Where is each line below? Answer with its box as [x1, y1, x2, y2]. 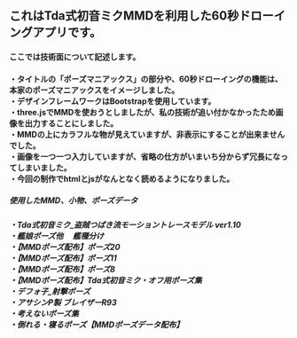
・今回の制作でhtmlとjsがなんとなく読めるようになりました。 [9, 173, 235, 184]
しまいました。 [16, 162, 72, 173]
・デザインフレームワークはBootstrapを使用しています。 [9, 96, 216, 106]
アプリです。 [32, 25, 102, 40]
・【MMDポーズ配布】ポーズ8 [9, 263, 115, 274]
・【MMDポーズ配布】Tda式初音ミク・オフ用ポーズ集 [9, 274, 202, 286]
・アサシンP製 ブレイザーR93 [9, 296, 117, 308]
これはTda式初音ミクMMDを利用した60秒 [9, 8, 239, 24]
